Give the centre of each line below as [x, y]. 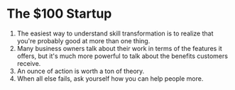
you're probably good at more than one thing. [83, 40]
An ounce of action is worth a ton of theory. [81, 71]
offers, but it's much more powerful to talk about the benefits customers [122, 56]
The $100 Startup [59, 14]
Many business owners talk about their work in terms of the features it [120, 48]
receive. [29, 63]
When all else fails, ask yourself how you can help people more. [110, 78]
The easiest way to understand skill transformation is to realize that [115, 33]
